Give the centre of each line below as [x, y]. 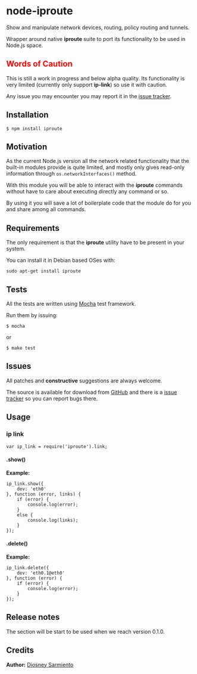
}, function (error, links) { [44, 494]
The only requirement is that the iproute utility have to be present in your [95, 243]
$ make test [21, 348]
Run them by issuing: [32, 315]
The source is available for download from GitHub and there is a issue [92, 392]
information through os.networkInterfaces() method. [71, 174]
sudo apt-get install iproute [44, 271]
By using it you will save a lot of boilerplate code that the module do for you [99, 203]
